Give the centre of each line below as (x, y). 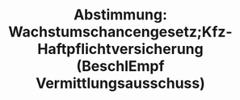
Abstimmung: (120, 15)
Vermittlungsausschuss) (120, 83)
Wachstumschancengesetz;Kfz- (120, 32)
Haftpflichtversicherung (120, 49)
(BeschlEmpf (120, 67)
